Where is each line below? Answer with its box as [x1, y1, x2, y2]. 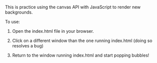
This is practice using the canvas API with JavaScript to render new [5, 4, 141, 10]
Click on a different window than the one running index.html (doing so [12, 38, 153, 43]
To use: [5, 19, 20, 24]
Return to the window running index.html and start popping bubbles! [12, 52, 150, 58]
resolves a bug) [12, 43, 44, 48]
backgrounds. [5, 9, 33, 15]
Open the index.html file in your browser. [12, 28, 94, 34]
